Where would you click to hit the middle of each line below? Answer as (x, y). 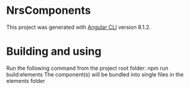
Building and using (54, 51)
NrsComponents (49, 11)
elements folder (26, 81)
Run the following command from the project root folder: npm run (87, 68)
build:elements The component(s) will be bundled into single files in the (95, 74)
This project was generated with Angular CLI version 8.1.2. (78, 27)
